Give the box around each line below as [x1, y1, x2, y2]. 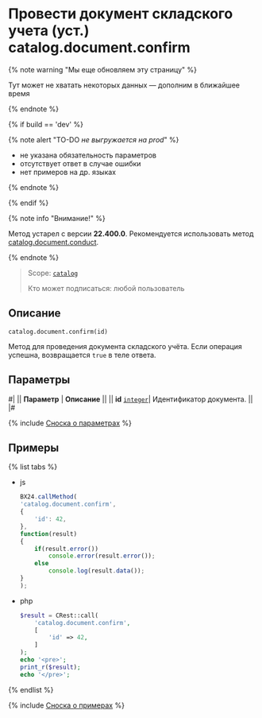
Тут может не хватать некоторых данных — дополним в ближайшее [8, 80, 241, 90]
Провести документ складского [8, 5, 233, 23]
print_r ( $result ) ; [19, 663, 81, 671]
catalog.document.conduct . [8, 237, 99, 246]
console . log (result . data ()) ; [48, 567, 145, 575]
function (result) [19, 530, 78, 538]
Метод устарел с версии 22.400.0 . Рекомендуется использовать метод [8, 228, 254, 239]
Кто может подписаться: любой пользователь [27, 283, 185, 293]
